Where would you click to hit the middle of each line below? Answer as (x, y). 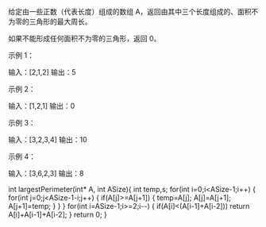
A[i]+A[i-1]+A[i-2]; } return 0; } (58, 214)
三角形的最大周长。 (60, 21)
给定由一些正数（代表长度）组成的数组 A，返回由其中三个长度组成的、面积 (130, 12)
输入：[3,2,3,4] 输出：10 (48, 140)
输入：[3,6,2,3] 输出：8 (46, 173)
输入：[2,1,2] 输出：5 (42, 72)
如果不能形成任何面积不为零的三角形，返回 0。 (85, 38)
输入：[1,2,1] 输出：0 (42, 106)
